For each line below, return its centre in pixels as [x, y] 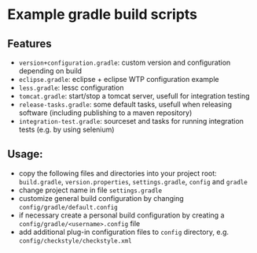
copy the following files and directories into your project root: [117, 173]
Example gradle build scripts [103, 15]
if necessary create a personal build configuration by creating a [121, 215]
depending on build [50, 71]
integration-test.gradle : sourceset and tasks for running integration [131, 121]
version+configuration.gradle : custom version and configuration [125, 62]
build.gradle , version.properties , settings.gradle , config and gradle [133, 181]
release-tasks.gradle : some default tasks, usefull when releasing [125, 104]
